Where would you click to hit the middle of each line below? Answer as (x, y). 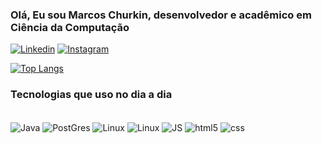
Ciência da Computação (70, 27)
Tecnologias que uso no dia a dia (91, 95)
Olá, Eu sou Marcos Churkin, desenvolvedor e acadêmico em (161, 15)
